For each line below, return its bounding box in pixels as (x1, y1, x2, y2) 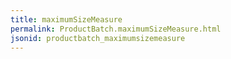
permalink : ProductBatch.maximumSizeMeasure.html (10, 24, 222, 34)
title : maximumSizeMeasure (10, 14, 123, 25)
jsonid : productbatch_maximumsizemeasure (10, 33, 186, 43)
